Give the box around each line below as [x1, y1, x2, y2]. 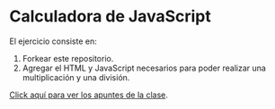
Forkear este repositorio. [22, 53, 114, 63]
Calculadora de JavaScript [9, 6, 211, 27]
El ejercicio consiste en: [9, 36, 97, 46]
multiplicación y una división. [22, 71, 130, 82]
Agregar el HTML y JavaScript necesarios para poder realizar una [22, 63, 267, 73]
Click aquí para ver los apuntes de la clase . [9, 89, 169, 100]
